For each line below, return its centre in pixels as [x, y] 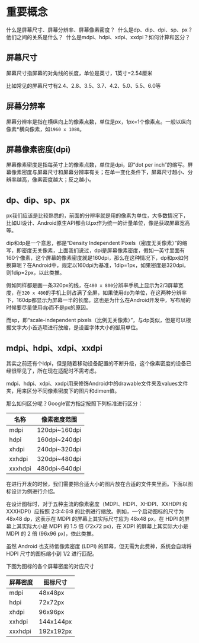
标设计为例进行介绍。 [32, 491]
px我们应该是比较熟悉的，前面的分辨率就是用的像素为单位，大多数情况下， [97, 216]
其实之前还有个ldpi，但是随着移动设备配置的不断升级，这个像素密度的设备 [96, 363]
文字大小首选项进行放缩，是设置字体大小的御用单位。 [76, 327]
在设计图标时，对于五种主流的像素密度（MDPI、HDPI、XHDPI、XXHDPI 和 [97, 504]
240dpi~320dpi [59, 449]
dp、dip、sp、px [38, 200]
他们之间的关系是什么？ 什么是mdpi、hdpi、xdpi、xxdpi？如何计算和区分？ [98, 37]
